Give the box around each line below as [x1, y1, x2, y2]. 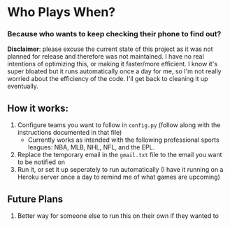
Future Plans [7, 193, 64, 205]
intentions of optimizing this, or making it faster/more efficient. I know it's [7, 60, 218, 68]
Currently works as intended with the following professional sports [27, 136, 220, 144]
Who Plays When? [7, 4, 116, 20]
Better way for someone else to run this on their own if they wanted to [17, 212, 219, 220]
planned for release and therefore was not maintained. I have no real [7, 52, 204, 61]
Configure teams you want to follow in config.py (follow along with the [17, 121, 221, 129]
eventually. [7, 82, 38, 91]
